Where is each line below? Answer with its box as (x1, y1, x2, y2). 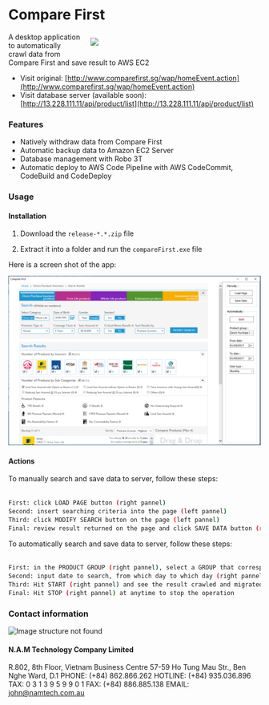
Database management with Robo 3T (19, 154, 143, 164)
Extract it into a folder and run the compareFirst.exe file (19, 245, 203, 254)
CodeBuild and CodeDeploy (19, 171, 112, 181)
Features (8, 119, 44, 130)
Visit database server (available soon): (19, 90, 147, 99)
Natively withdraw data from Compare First (19, 137, 163, 147)
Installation (8, 211, 46, 221)
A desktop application (8, 32, 81, 42)
